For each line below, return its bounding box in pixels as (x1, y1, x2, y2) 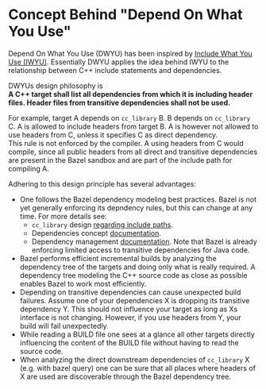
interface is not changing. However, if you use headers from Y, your (19, 312, 241, 322)
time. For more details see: (19, 211, 107, 221)
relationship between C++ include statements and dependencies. (8, 65, 222, 75)
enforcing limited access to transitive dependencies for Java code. (31, 245, 250, 255)
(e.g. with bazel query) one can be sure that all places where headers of (19, 363, 256, 372)
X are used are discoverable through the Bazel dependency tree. (19, 372, 232, 381)
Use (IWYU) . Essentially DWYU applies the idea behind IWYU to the (8, 57, 229, 67)
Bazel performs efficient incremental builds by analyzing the (19, 253, 217, 263)
